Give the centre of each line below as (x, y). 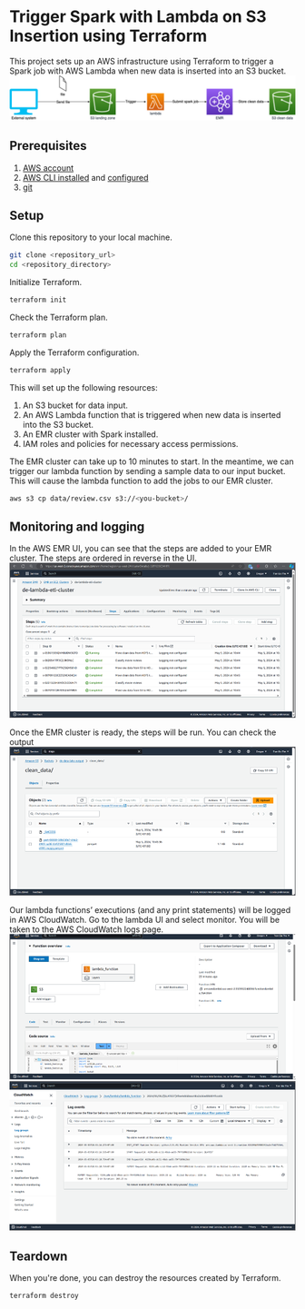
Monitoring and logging (77, 526)
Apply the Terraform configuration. (74, 352)
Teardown (39, 1256)
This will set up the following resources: (84, 387)
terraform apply (40, 370)
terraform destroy (44, 1296)
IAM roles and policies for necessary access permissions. (130, 443)
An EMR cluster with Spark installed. (90, 434)
